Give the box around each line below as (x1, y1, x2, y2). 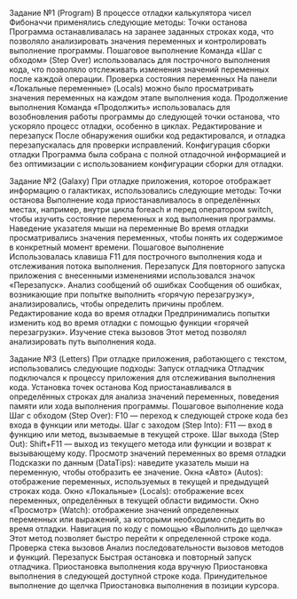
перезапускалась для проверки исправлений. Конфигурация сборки (9, 140, 270, 150)
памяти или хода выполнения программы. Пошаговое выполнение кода (9, 401, 284, 411)
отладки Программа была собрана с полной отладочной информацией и (9, 149, 286, 159)
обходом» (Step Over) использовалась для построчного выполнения (9, 55, 270, 65)
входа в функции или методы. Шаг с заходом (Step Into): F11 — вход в (9, 419, 273, 430)
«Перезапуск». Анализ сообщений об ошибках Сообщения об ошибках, (9, 280, 282, 290)
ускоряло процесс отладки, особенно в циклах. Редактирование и (9, 121, 262, 132)
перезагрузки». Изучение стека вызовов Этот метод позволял (9, 327, 246, 337)
